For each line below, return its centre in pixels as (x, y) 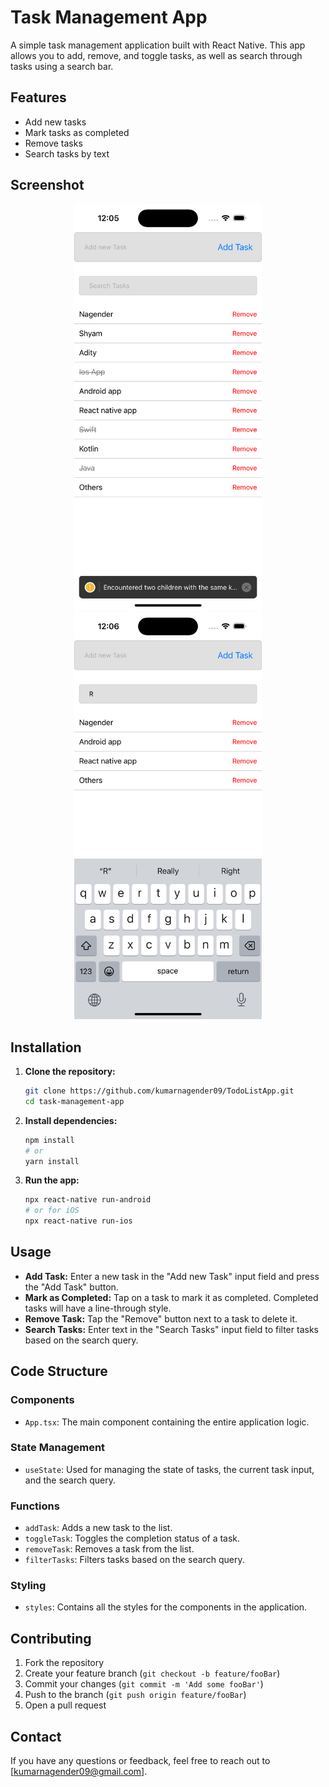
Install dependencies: (71, 1120)
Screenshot (47, 185)
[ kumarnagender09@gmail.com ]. (79, 1772)
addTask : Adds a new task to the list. (98, 1528)
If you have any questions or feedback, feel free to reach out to (140, 1761)
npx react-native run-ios (78, 1221)
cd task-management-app (74, 1101)
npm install (49, 1140)
